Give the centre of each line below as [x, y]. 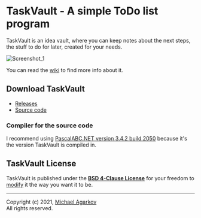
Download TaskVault [45, 89]
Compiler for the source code [50, 126]
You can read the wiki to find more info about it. [65, 70]
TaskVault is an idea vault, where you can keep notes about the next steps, [98, 40]
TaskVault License [41, 164]
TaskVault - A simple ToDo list [82, 11]
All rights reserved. [30, 208]
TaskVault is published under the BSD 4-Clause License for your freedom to [100, 178]
